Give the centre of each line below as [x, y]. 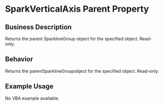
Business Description [38, 27]
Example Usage [29, 86]
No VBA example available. [32, 98]
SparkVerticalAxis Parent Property [77, 9]
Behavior [19, 59]
